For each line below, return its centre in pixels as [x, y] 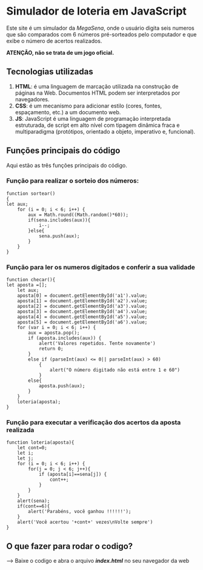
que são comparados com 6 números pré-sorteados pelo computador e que [101, 34]
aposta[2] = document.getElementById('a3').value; [82, 307]
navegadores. [32, 99]
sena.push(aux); [59, 236]
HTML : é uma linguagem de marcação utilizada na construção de [97, 86]
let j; [25, 459]
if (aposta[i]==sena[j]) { [73, 475]
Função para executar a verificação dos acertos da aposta [94, 422]
